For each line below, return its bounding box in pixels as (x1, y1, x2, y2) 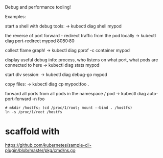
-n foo (32, 96, 45, 102)
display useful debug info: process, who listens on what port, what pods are (5, 57, 158, 63)
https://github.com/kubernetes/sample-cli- (5, 142, 92, 148)
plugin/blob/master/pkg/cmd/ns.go (5, 147, 76, 153)
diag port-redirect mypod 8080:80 (5, 38, 75, 44)
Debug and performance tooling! (5, 4, 71, 10)
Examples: (5, 14, 26, 19)
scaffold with (5, 126, 60, 137)
